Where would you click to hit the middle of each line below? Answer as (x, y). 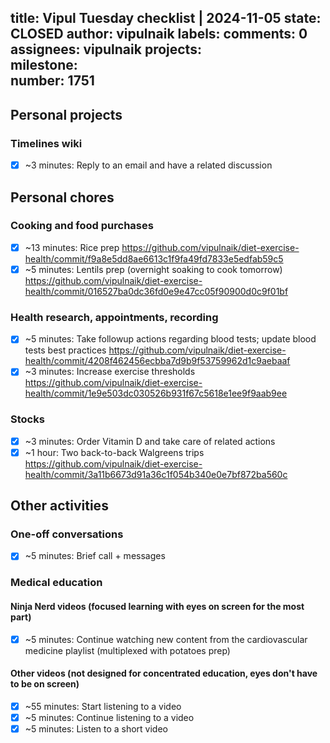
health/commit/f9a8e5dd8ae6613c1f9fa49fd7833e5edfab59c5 (154, 258)
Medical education (56, 583)
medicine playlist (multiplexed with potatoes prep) (127, 650)
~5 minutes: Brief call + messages (95, 556)
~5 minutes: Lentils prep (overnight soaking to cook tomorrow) (153, 269)
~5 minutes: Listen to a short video (96, 729)
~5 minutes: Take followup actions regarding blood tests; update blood (170, 339)
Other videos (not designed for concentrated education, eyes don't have (164, 673)
